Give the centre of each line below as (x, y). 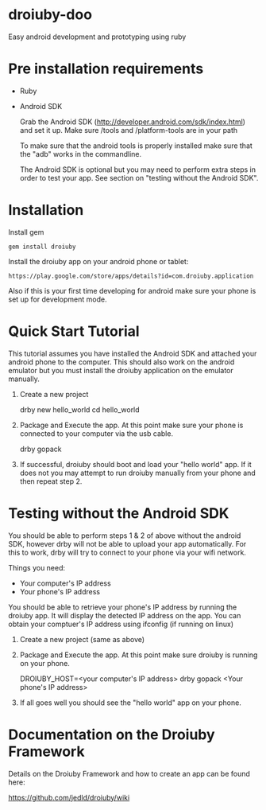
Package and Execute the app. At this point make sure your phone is (131, 425)
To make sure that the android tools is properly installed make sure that (136, 146)
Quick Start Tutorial (74, 331)
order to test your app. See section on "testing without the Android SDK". (139, 177)
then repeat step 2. (51, 481)
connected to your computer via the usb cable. (96, 433)
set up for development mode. (58, 299)
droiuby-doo (50, 15)
